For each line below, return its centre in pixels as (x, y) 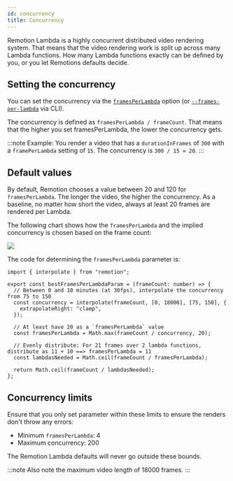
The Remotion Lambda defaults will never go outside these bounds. (105, 456)
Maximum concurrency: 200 (58, 443)
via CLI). (52, 108)
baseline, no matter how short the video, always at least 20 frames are (109, 204)
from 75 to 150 (29, 297)
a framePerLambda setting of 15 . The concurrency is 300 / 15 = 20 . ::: (106, 150)
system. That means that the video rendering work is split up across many (114, 48)
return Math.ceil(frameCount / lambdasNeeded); (84, 370)
